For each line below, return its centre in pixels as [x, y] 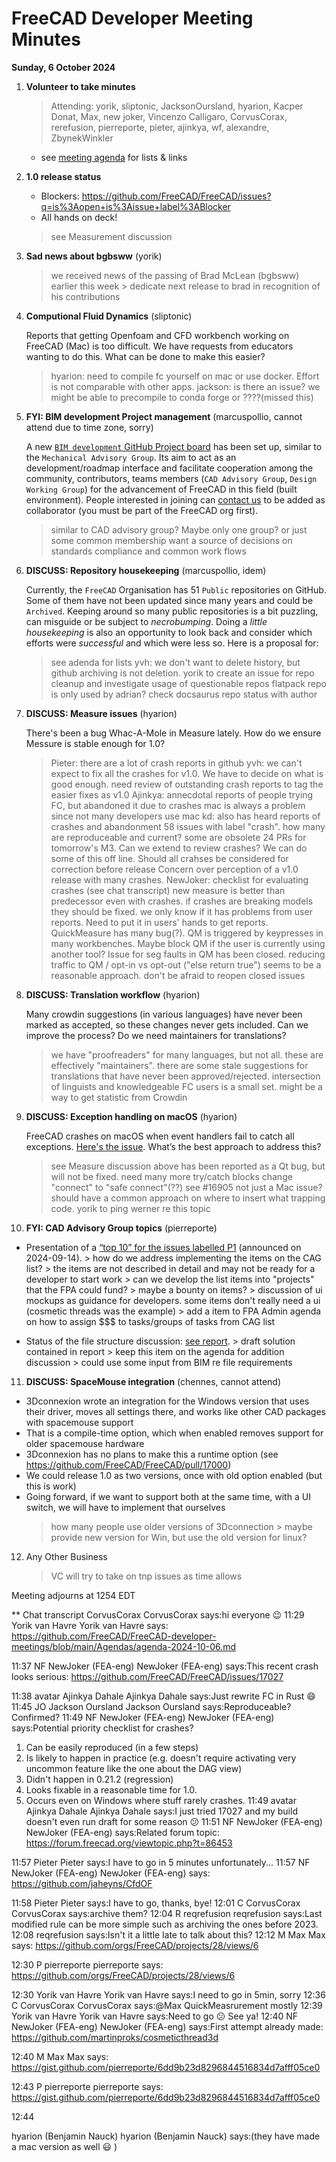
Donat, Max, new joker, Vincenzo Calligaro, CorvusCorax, [169, 116]
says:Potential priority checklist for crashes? [102, 1728]
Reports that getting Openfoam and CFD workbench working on [157, 335]
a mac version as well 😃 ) [64, 2146]
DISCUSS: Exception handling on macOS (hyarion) [131, 1116]
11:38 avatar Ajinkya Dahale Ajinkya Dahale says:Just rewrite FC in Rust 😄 [163, 1696]
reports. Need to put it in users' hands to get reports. [159, 922]
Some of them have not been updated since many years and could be [169, 600]
